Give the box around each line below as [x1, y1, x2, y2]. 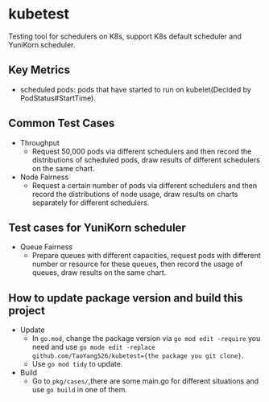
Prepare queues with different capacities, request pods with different [31, 251, 262, 260]
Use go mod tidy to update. [31, 359, 123, 369]
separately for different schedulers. [31, 198, 150, 207]
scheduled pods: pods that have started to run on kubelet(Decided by [19, 84, 251, 94]
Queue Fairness [19, 242, 73, 252]
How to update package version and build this [8, 291, 243, 305]
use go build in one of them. [31, 385, 127, 395]
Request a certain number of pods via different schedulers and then [31, 180, 258, 190]
